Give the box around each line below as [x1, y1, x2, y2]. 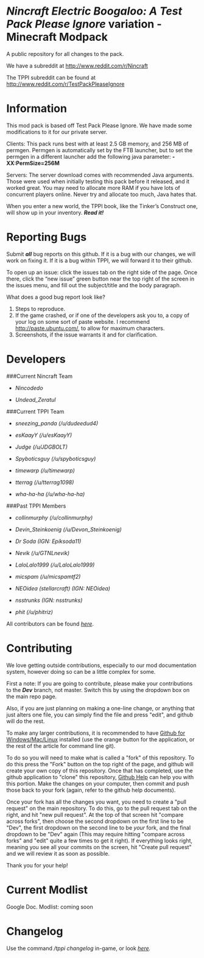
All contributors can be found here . [6, 620, 94, 628]
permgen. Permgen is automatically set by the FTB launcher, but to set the [6, 146, 193, 153]
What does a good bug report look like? [6, 293, 105, 301]
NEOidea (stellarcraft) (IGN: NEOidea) [15, 584, 111, 592]
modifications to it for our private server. [6, 128, 108, 135]
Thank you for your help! [6, 861, 68, 869]
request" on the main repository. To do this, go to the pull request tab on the [6, 805, 197, 812]
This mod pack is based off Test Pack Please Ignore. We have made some [6, 122, 192, 129]
